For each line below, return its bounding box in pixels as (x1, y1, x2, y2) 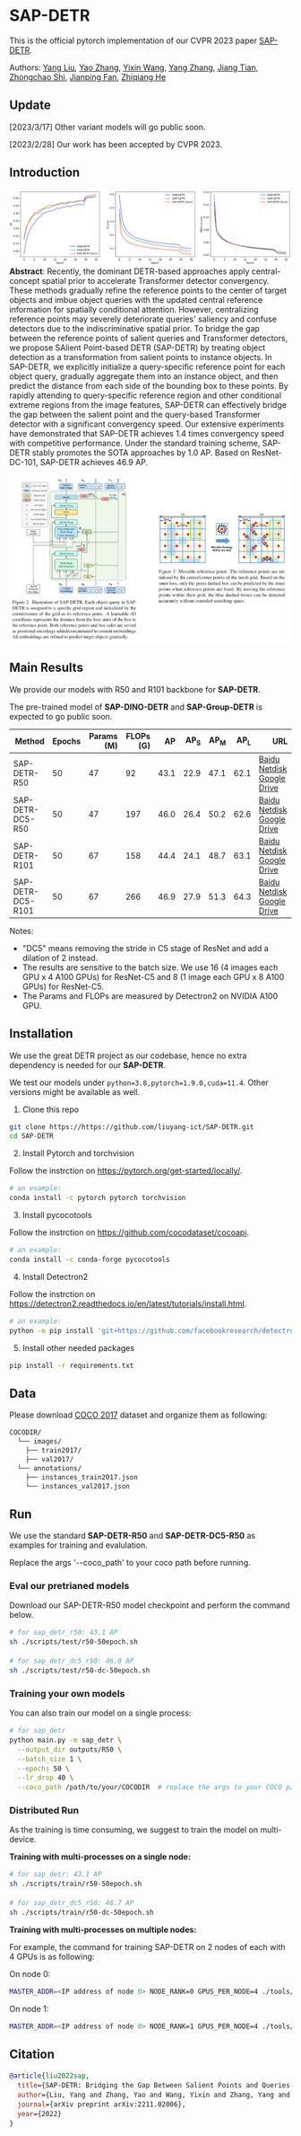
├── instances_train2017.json (25, 1473, 139, 1482)
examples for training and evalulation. (9, 1540, 148, 1550)
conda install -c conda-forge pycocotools (9, 1255, 170, 1264)
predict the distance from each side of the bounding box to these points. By (9, 381, 288, 392)
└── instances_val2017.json (25, 1482, 130, 1491)
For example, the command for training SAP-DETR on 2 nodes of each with (9, 1941, 286, 1952)
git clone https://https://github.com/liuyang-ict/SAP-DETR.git (9, 1122, 254, 1132)
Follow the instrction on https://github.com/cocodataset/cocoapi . (9, 1227, 249, 1238)
